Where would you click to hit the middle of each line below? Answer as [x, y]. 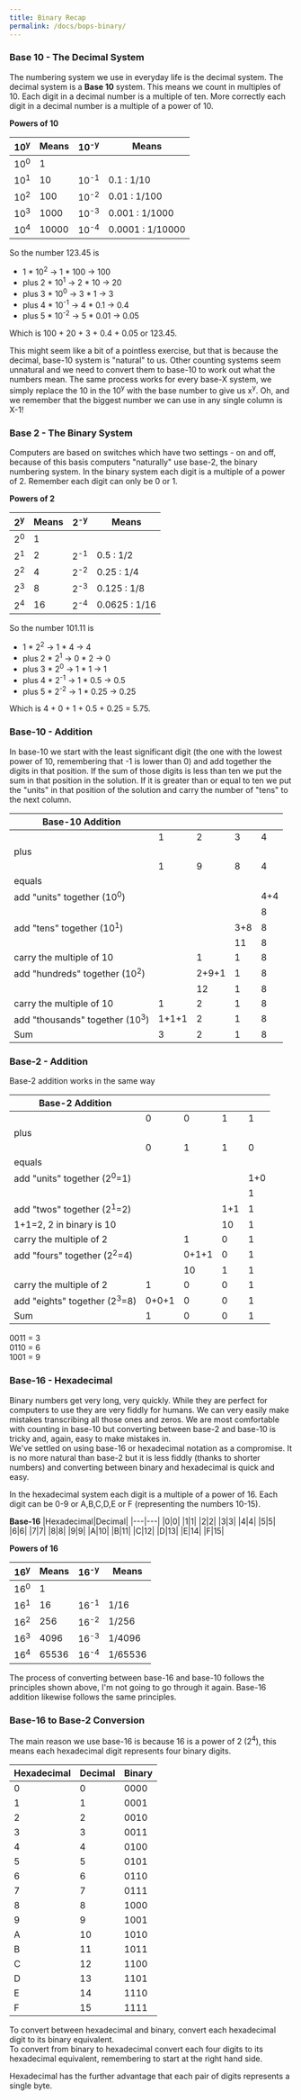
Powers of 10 [34, 123]
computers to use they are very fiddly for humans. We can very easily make [149, 1410]
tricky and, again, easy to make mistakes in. [90, 1438]
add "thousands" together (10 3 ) [82, 1019]
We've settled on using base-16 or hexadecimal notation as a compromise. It [150, 1448]
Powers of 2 [32, 499]
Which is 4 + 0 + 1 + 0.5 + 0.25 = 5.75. [80, 708]
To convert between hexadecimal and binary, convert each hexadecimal [143, 2030]
